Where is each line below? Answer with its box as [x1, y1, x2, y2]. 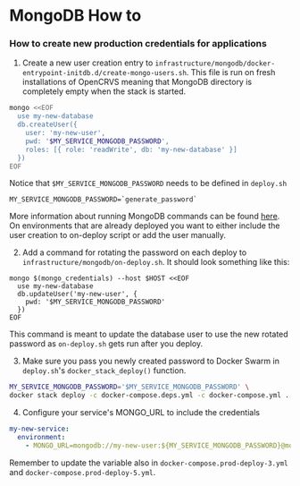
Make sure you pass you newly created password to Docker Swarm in [21, 355, 279, 367]
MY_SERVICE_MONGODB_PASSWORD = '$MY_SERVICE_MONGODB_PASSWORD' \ [9, 382, 250, 392]
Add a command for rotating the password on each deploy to [21, 247, 247, 258]
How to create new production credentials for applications [9, 38, 268, 50]
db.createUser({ [17, 120, 78, 130]
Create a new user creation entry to [21, 57, 154, 68]
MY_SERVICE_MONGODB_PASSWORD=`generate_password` [9, 195, 198, 204]
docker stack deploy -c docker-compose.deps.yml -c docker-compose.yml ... [9, 391, 297, 400]
